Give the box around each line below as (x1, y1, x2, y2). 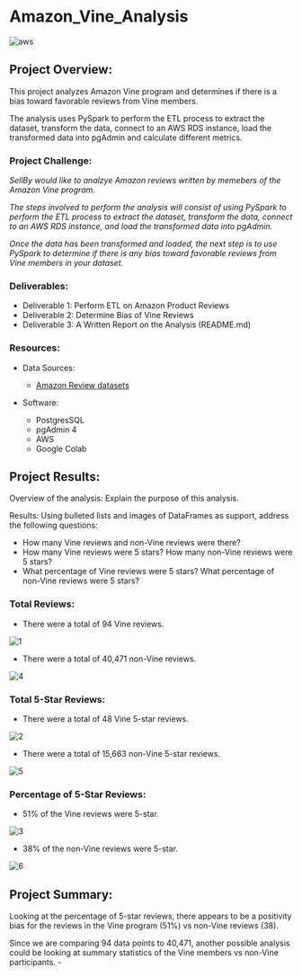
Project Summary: (9, 887, 113, 902)
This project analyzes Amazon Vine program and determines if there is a (9, 85, 277, 96)
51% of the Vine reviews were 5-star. (22, 809, 159, 820)
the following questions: (9, 519, 99, 531)
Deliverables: (9, 279, 69, 292)
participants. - (9, 957, 62, 968)
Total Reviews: (9, 598, 75, 610)
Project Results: (9, 469, 101, 484)
